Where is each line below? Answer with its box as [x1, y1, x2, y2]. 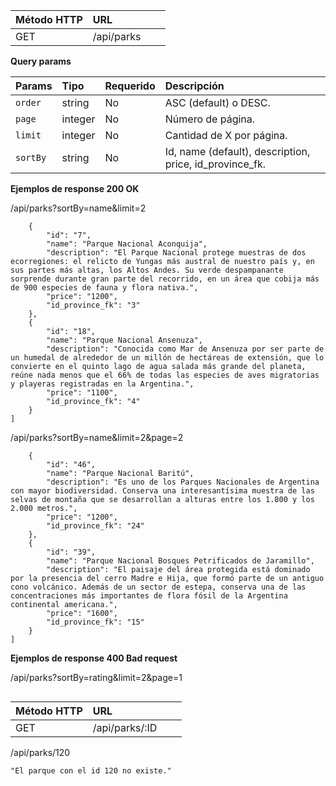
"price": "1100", [46, 388, 118, 398]
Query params [10, 55, 72, 67]
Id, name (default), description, [164, 145, 311, 158]
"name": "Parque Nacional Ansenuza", [46, 335, 203, 345]
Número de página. [164, 112, 256, 126]
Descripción [164, 79, 225, 93]
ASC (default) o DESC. [164, 96, 271, 109]
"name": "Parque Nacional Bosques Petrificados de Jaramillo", [46, 556, 315, 566]
